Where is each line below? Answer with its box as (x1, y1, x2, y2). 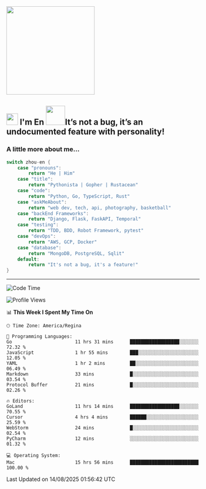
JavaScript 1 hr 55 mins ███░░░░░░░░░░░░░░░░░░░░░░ (6, 350, 199, 356)
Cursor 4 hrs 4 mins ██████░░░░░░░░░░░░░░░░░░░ (6, 414, 199, 420)
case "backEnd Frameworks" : (17, 210, 89, 217)
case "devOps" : (17, 233, 56, 240)
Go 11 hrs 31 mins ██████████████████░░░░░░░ (6, 339, 199, 345)
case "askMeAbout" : (17, 199, 67, 205)
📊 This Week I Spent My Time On (6, 308, 93, 316)
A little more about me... (6, 145, 80, 154)
